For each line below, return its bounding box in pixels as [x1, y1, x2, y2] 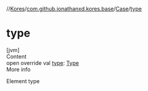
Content [6, 53, 27, 60]
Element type [6, 77, 40, 84]
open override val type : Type [6, 59, 80, 66]
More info [6, 66, 31, 73]
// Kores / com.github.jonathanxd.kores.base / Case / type [6, 5, 142, 12]
